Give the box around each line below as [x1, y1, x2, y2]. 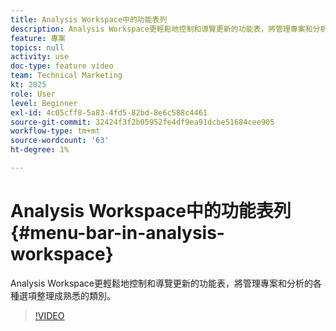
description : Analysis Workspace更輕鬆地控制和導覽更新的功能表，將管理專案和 [10, 24, 313, 34]
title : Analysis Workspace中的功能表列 [10, 14, 168, 25]
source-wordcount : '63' [10, 136, 110, 146]
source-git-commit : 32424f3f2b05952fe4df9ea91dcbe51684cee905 [10, 117, 275, 127]
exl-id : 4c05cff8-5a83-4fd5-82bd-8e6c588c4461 [10, 107, 208, 118]
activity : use [10, 52, 70, 62]
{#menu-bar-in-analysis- [10, 222, 225, 245]
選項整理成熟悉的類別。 [18, 289, 116, 301]
